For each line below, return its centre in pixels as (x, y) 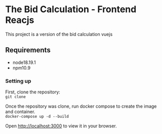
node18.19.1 (24, 62)
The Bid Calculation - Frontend (71, 9)
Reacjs (20, 20)
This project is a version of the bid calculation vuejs (59, 34)
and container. (20, 112)
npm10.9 (22, 68)
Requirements (28, 50)
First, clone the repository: (33, 92)
